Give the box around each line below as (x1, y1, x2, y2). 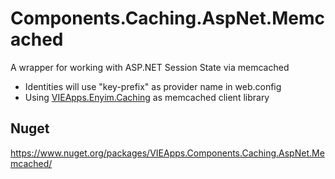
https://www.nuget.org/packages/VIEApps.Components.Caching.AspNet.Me (10, 147, 325, 159)
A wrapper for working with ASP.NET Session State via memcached (10, 61, 290, 73)
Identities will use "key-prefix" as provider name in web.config (24, 80, 282, 92)
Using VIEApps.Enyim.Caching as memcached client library (24, 91, 270, 103)
